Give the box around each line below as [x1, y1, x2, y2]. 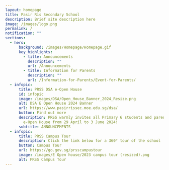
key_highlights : [18, 49, 53, 54]
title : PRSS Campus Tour [18, 134, 71, 139]
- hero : [10, 40, 26, 45]
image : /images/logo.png [5, 21, 57, 27]
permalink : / [5, 26, 33, 31]
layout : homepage [5, 7, 42, 13]
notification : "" [5, 31, 42, 36]
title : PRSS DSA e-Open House [18, 87, 82, 92]
